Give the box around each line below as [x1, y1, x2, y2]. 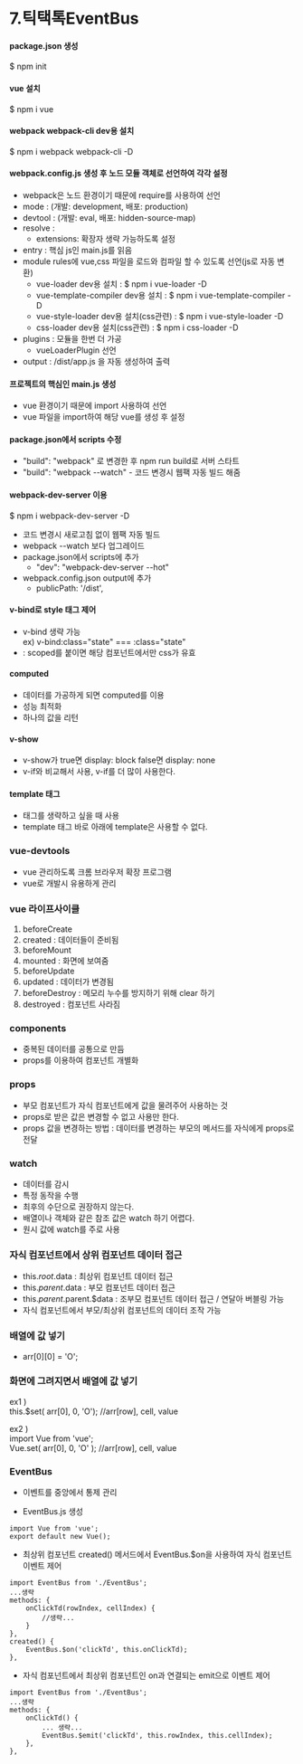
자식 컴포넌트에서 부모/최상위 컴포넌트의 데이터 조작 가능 [22, 1304, 222, 1316]
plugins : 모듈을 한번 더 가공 [22, 334, 122, 344]
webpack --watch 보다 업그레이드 [22, 540, 145, 551]
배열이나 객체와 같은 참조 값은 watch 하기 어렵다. [22, 1212, 195, 1223]
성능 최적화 [22, 701, 62, 712]
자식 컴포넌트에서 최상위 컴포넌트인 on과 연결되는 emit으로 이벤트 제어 [22, 1670, 270, 1681]
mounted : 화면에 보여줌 [22, 955, 109, 966]
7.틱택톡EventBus [9, 8, 139, 29]
